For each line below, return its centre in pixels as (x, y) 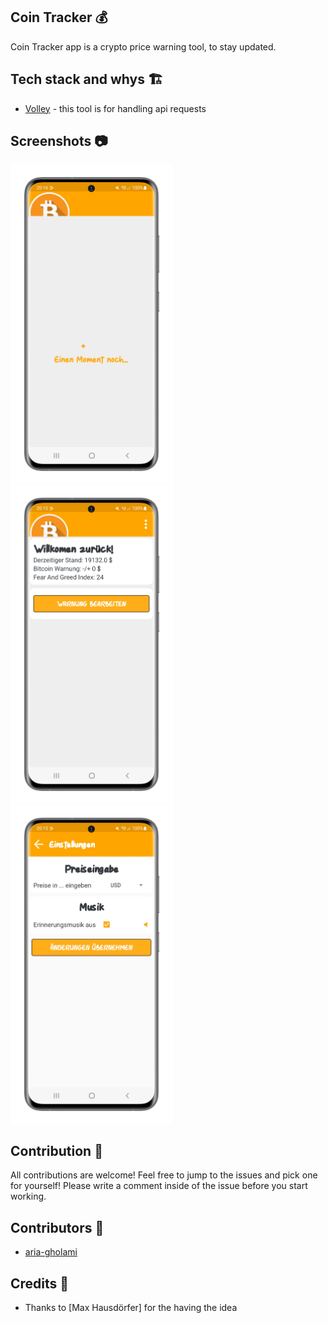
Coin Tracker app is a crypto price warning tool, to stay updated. (143, 46)
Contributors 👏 (57, 1227)
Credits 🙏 (40, 1283)
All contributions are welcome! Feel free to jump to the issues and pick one (164, 1175)
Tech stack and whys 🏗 (86, 79)
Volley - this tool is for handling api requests (115, 108)
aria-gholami (51, 1252)
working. (28, 1196)
